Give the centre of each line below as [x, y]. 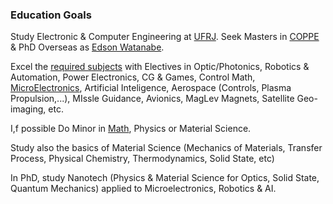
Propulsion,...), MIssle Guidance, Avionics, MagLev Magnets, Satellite [152, 99]
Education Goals [51, 15]
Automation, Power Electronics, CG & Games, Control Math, [133, 77]
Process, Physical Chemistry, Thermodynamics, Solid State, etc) [142, 159]
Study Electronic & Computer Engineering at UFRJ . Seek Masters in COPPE [165, 37]
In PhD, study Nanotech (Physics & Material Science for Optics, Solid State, [165, 178]
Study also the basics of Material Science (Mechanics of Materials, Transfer [166, 148]
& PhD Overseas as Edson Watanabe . [87, 47]
